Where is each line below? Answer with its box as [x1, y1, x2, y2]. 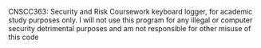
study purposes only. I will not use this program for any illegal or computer [8, 15, 253, 25]
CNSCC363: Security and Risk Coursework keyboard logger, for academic [8, 7, 253, 16]
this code [8, 32, 39, 42]
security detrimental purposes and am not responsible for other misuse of [8, 24, 251, 33]
